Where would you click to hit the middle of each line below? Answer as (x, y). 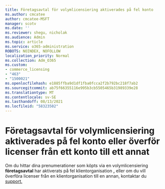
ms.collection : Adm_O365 (31, 60)
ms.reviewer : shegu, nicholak (36, 33)
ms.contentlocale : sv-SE (31, 97)
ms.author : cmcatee (25, 14)
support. (14, 181)
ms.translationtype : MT (30, 93)
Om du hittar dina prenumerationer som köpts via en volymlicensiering (77, 165)
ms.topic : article (24, 42)
